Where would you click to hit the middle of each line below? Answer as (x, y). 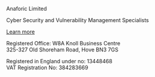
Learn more (20, 32)
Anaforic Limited (26, 9)
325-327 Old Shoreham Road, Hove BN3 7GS (62, 50)
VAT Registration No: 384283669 (47, 67)
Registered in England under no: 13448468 (59, 61)
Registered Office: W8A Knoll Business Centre (63, 43)
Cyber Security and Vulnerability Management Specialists (77, 20)
